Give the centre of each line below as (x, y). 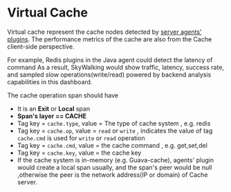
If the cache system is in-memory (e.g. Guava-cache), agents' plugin (115, 160)
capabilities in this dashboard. (50, 81)
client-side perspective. (41, 46)
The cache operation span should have (63, 95)
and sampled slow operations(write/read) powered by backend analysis (109, 75)
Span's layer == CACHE (52, 116)
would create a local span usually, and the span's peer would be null (114, 167)
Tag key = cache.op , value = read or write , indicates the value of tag (115, 131)
